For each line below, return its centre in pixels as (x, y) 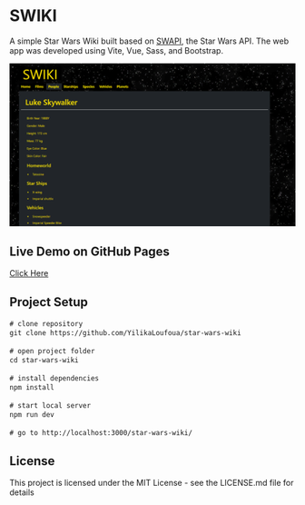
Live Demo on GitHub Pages (90, 252)
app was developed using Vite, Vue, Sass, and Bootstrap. (117, 50)
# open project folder (52, 352)
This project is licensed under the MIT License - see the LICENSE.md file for (152, 483)
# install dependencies (54, 379)
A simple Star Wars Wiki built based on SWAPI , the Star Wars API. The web (149, 41)
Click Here (29, 273)
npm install (32, 388)
